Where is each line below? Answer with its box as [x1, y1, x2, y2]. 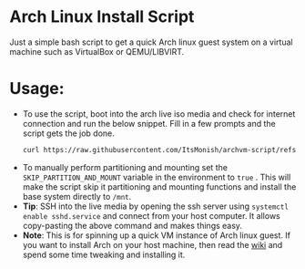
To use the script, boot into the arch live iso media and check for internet [22, 108, 296, 119]
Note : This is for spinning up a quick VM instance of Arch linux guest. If [22, 230, 291, 241]
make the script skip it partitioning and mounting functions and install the [22, 181, 297, 192]
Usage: [9, 78, 66, 99]
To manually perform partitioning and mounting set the [22, 161, 228, 172]
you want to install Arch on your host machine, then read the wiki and [22, 239, 283, 250]
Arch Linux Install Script [9, 6, 195, 27]
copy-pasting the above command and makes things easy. [22, 220, 243, 231]
